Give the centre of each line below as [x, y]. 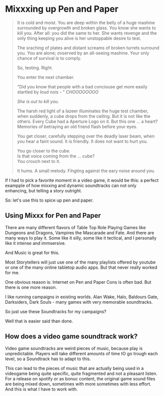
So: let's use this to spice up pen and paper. [49, 200]
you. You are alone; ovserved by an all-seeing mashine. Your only [83, 53]
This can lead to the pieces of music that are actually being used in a [74, 368]
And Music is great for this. [32, 252]
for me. [12, 272]
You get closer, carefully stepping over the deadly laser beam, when [86, 136]
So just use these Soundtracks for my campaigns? [56, 311]
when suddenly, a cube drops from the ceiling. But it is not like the [84, 116]
